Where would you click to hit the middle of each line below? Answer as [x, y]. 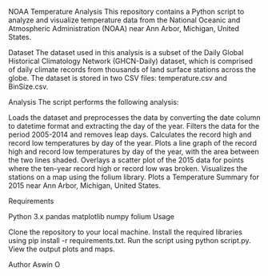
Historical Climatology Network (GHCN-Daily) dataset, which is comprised [131, 61]
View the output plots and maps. [62, 249]
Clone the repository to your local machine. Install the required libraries [125, 232]
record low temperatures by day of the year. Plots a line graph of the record [133, 143]
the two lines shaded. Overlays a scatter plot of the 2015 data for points [126, 160]
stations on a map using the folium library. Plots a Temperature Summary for [134, 177]
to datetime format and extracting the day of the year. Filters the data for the [134, 126]
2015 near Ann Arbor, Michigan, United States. [85, 186]
